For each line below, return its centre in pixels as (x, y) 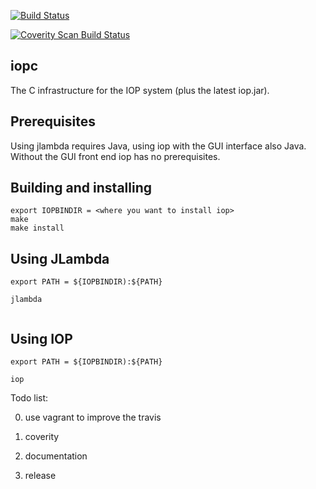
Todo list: (29, 398)
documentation (56, 456)
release (40, 476)
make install (37, 228)
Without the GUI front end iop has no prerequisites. (115, 156)
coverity (42, 437)
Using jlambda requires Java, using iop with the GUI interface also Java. (158, 146)
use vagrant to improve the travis (93, 417)
